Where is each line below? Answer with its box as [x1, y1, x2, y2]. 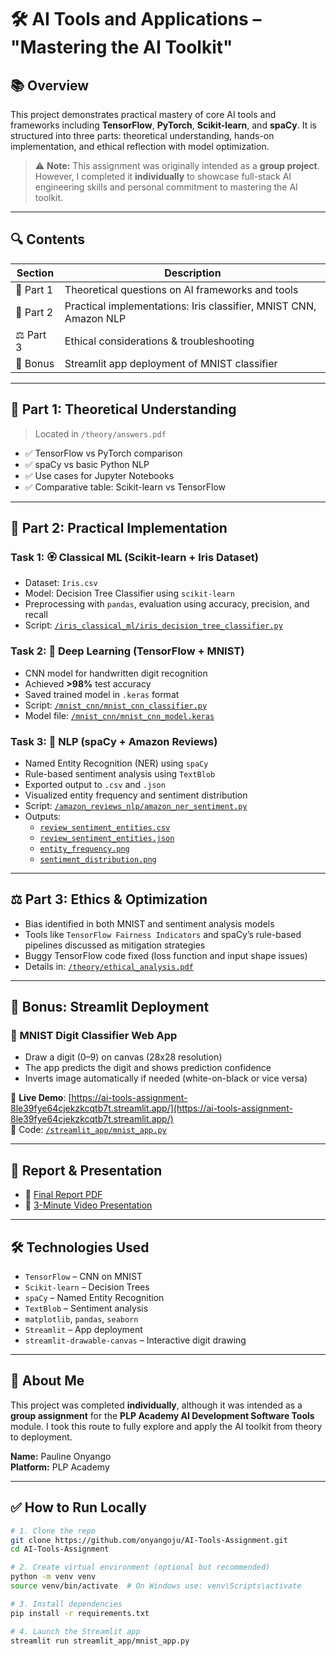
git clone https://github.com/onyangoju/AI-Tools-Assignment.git [10, 1535, 288, 1545]
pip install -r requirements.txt [10, 1608, 150, 1618]
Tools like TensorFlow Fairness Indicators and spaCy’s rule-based [24, 928, 302, 940]
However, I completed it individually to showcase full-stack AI [34, 171, 292, 182]
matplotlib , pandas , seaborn [24, 1313, 139, 1325]
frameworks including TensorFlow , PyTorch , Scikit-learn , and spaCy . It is [10, 119, 317, 131]
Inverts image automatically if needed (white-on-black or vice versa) [24, 1072, 308, 1085]
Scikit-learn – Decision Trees [24, 1281, 150, 1293]
